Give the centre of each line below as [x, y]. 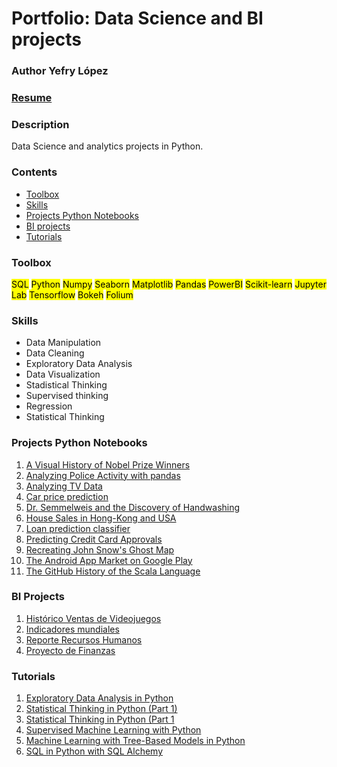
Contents [34, 172]
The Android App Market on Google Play [109, 560]
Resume [32, 98]
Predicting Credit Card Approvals [94, 539]
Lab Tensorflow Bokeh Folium [72, 294]
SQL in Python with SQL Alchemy [94, 751]
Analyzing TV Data [64, 486]
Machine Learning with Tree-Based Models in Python [135, 741]
